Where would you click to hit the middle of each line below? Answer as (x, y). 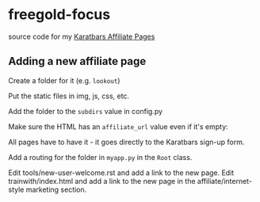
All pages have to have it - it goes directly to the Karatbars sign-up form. (126, 142)
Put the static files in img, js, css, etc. (69, 96)
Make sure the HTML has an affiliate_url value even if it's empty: (118, 126)
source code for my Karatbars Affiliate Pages (82, 36)
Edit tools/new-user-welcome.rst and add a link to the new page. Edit (121, 173)
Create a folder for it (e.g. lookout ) (64, 80)
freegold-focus (59, 15)
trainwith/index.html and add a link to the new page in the (102, 181)
